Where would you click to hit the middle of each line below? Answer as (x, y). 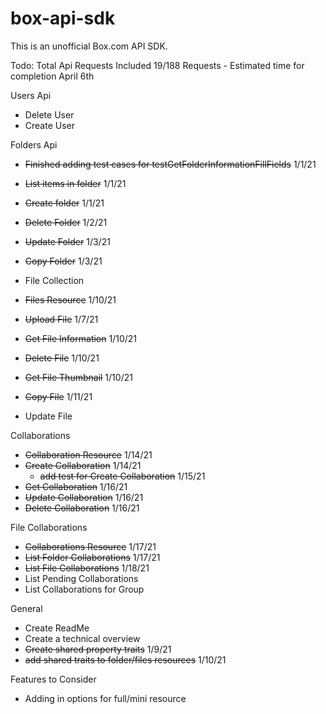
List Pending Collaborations (81, 578)
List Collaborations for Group (84, 589)
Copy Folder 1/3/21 (63, 261)
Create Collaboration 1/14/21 (83, 465)
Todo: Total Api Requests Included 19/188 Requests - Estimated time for (157, 65)
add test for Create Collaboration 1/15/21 (122, 476)
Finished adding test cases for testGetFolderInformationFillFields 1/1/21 (170, 164)
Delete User (49, 114)
